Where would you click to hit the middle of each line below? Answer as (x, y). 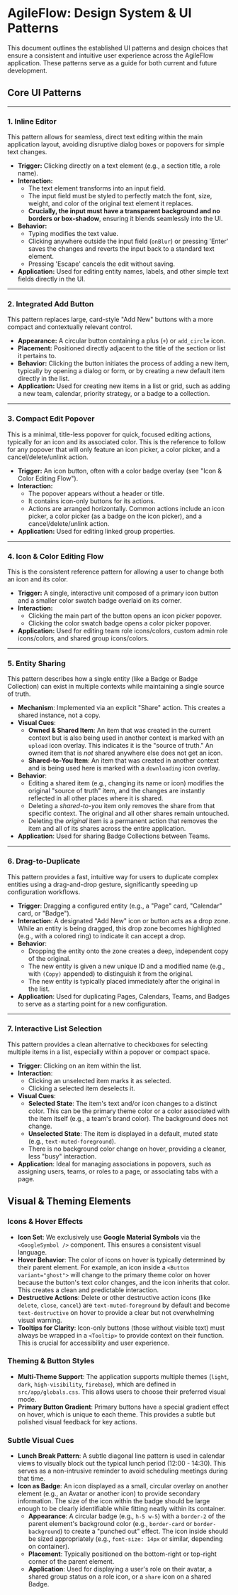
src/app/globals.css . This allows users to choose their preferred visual (121, 1392)
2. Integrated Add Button (51, 304)
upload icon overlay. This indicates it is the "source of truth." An (121, 746)
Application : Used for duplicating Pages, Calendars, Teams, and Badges (124, 996)
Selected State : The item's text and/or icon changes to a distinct (123, 1103)
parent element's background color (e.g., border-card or (110, 1524)
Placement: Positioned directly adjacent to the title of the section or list (121, 348)
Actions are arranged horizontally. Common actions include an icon (126, 508)
